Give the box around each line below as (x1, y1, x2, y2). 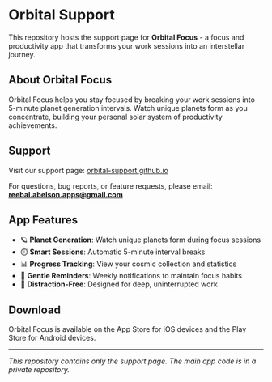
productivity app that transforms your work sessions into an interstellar (8, 40, 245, 50)
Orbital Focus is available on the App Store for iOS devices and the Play (8, 325, 247, 334)
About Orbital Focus (8, 73, 112, 87)
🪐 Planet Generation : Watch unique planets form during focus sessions (19, 235, 261, 244)
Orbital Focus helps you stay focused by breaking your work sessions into (8, 95, 255, 104)
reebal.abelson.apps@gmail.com (8, 189, 123, 199)
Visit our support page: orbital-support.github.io (8, 165, 168, 175)
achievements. (8, 120, 57, 130)
